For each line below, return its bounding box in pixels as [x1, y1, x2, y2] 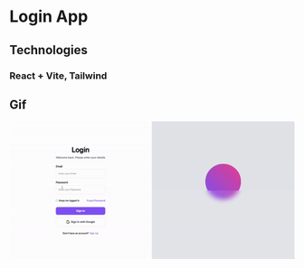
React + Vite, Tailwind [9, 69, 108, 82]
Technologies [9, 42, 89, 58]
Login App [9, 6, 89, 27]
